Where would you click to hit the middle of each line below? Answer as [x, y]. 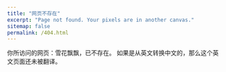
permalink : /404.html [38, 33]
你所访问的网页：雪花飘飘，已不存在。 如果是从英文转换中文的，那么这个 [110, 53]
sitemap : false [29, 26]
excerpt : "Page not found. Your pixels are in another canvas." [101, 20]
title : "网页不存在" [34, 13]
